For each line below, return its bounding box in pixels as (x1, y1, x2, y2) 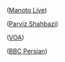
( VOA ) (6, 33, 25, 42)
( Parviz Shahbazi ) (6, 20, 59, 27)
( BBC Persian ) (6, 47, 47, 55)
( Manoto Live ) (6, 6, 47, 14)
